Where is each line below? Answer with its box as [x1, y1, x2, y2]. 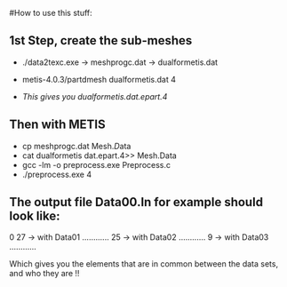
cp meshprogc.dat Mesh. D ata [21, 140, 132, 151]
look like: [9, 209, 60, 224]
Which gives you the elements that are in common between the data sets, [9, 259, 278, 269]
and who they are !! [9, 268, 80, 279]
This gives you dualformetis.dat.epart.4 [21, 91, 168, 101]
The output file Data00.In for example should [9, 195, 264, 210]
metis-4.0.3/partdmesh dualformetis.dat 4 [21, 74, 176, 84]
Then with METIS [9, 117, 106, 132]
